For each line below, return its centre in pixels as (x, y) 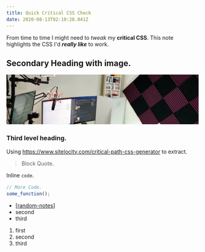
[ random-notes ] (35, 206)
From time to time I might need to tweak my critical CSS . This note (90, 37)
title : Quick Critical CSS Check (49, 13)
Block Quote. (38, 163)
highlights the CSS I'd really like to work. (58, 44)
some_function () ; (28, 194)
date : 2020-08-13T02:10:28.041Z (47, 19)
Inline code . (20, 175)
